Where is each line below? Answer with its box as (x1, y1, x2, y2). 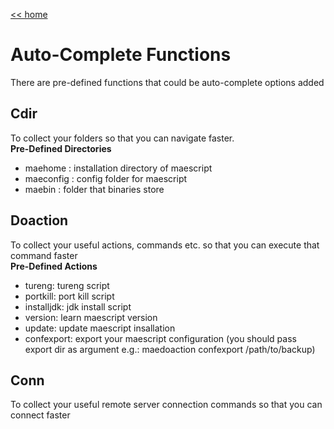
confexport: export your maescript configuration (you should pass (24, 332, 297, 344)
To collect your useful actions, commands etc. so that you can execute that (10, 239, 320, 251)
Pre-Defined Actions (10, 260, 98, 272)
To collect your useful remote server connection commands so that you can (10, 399, 323, 411)
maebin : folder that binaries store (24, 183, 165, 195)
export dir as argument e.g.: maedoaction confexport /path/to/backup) (24, 343, 316, 355)
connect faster (10, 409, 71, 421)
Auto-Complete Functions (10, 44, 232, 66)
